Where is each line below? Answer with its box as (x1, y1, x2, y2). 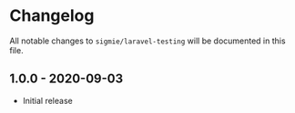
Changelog (9, 5, 95, 26)
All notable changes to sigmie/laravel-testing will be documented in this (9, 35, 286, 46)
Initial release (22, 95, 73, 106)
